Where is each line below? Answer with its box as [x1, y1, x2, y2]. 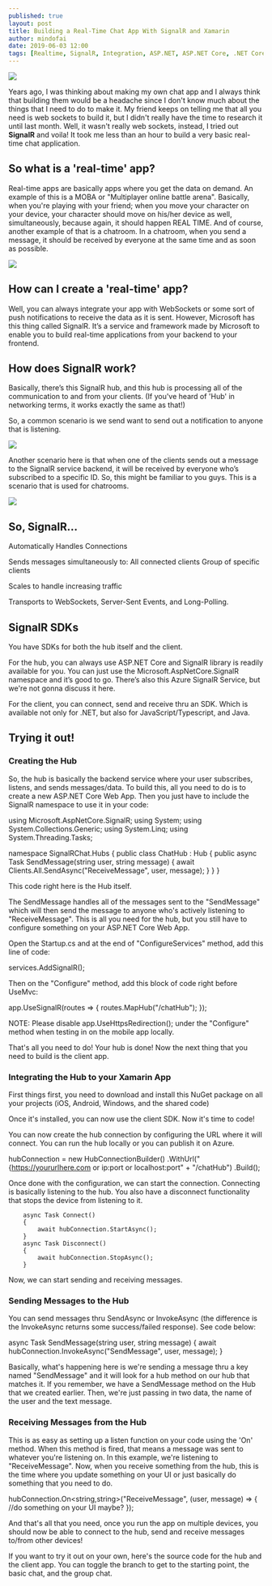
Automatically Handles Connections [8, 542, 128, 551]
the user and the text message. [8, 1397, 113, 1406]
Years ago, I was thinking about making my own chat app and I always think [8, 87, 261, 96]
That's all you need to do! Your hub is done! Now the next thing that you [8, 1042, 249, 1052]
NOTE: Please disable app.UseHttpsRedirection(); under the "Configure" [8, 1018, 249, 1028]
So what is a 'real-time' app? [8, 162, 155, 176]
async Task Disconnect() [23, 1239, 107, 1248]
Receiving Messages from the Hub [8, 1417, 147, 1428]
